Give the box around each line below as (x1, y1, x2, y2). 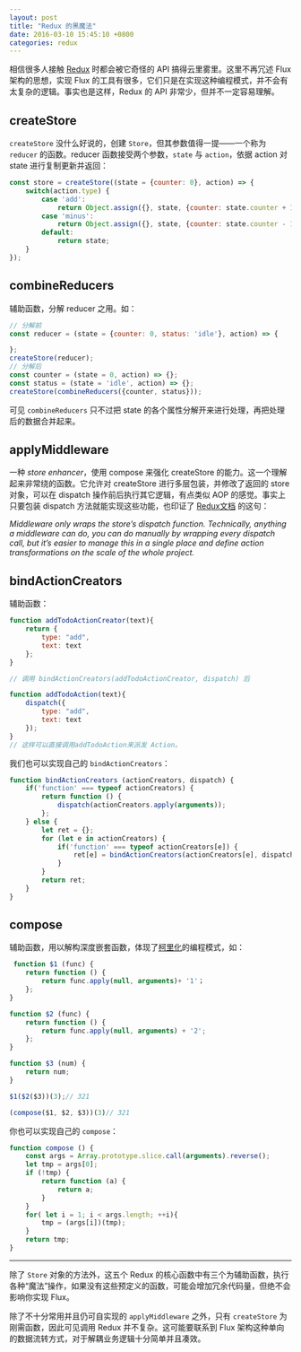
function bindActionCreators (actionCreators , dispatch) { (9, 775, 235, 785)
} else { (25, 817, 58, 826)
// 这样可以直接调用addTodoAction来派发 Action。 (9, 740, 182, 749)
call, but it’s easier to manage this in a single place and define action (9, 537, 264, 548)
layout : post (9, 13, 58, 22)
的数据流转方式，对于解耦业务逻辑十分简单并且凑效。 (9, 1333, 206, 1344)
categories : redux (9, 38, 78, 48)
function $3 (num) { (9, 1060, 87, 1069)
